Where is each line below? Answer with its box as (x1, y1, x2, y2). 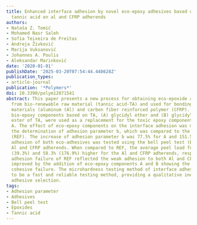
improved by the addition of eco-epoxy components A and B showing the (11, 161, 191, 167)
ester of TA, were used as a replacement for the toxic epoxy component (11, 118, 193, 124)
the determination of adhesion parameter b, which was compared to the (11, 128, 191, 135)
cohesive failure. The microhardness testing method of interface (11, 166, 177, 173)
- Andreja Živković (6, 42, 54, 47)
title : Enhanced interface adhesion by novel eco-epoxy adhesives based (6, 8, 188, 15)
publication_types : (6, 74, 54, 80)
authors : (6, 19, 28, 25)
